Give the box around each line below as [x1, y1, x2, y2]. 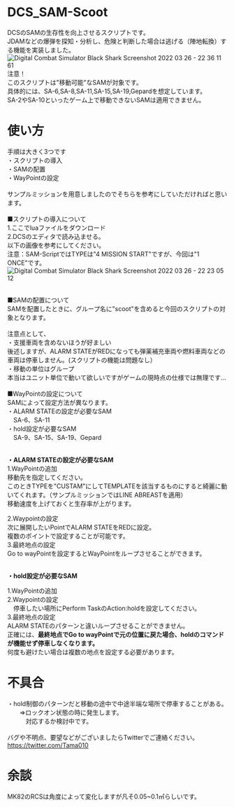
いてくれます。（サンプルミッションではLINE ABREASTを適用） [7, 490, 187, 499]
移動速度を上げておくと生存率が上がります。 [7, 499, 136, 508]
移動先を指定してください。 [7, 473, 87, 481]
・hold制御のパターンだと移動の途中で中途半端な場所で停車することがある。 [7, 699, 228, 708]
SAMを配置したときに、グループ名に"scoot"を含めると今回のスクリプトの [7, 304, 220, 312]
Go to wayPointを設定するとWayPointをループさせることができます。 [7, 549, 206, 558]
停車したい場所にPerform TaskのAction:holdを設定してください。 [13, 604, 201, 612]
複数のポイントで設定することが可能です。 [7, 532, 129, 540]
